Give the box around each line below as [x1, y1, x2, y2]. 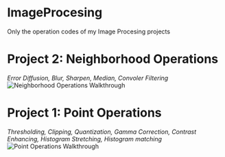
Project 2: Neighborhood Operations [7, 51, 219, 67]
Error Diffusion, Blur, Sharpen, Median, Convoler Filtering [7, 74, 169, 82]
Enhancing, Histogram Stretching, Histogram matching [7, 134, 163, 143]
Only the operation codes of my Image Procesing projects [7, 27, 170, 35]
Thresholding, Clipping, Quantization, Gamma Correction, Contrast [7, 128, 197, 136]
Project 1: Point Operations [7, 105, 163, 121]
